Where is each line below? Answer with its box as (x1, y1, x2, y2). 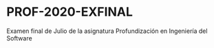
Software (6, 34, 32, 42)
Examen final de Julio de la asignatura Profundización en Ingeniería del (6, 27, 208, 35)
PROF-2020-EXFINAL (6, 4, 133, 20)
